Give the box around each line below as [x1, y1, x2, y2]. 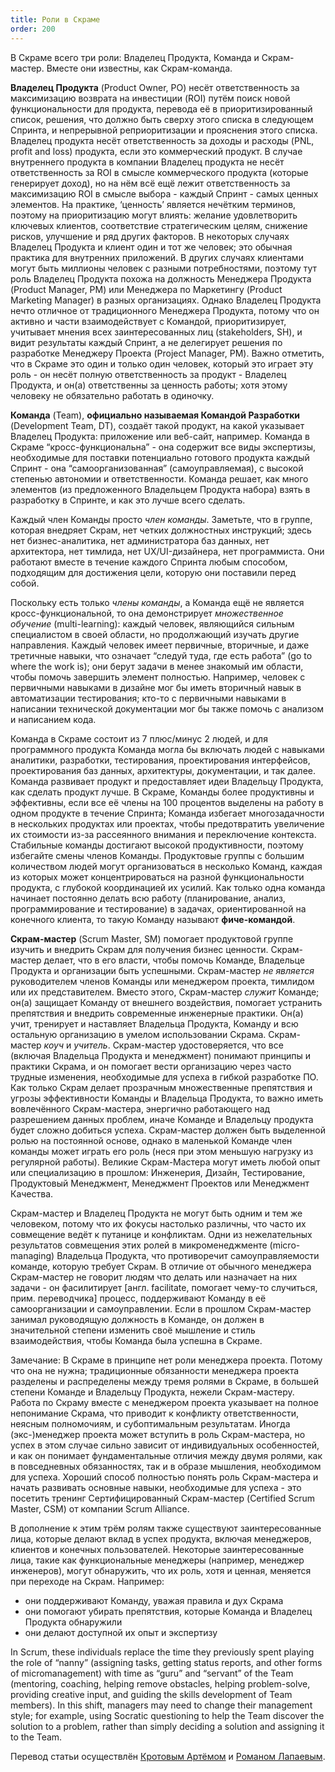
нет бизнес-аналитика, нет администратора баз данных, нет [10, 534, 270, 546]
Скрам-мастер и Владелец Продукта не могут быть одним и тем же [10, 1207, 303, 1219]
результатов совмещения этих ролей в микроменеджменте [10, 1239, 268, 1251]
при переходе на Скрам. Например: [10, 1575, 165, 1587]
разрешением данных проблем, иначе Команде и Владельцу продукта [10, 1113, 314, 1125]
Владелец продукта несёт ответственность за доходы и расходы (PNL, [10, 134, 315, 146]
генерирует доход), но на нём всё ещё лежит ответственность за [10, 177, 291, 189]
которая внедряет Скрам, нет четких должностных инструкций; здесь [10, 524, 312, 536]
